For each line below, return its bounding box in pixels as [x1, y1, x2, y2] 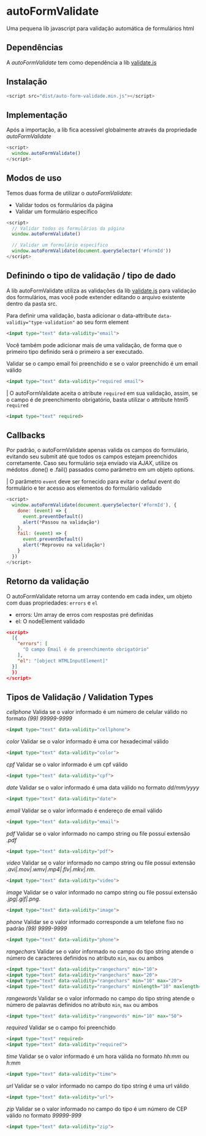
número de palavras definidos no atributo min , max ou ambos [6, 1001, 158, 1008]
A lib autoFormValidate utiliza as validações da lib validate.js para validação [6, 287, 196, 294]
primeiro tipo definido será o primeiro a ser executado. [6, 348, 144, 355]
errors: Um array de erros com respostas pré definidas [15, 611, 154, 618]
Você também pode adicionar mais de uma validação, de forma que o [6, 341, 182, 348]
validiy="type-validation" [6, 319, 75, 326]
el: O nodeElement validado [15, 617, 85, 625]
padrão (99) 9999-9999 [6, 925, 67, 932]
